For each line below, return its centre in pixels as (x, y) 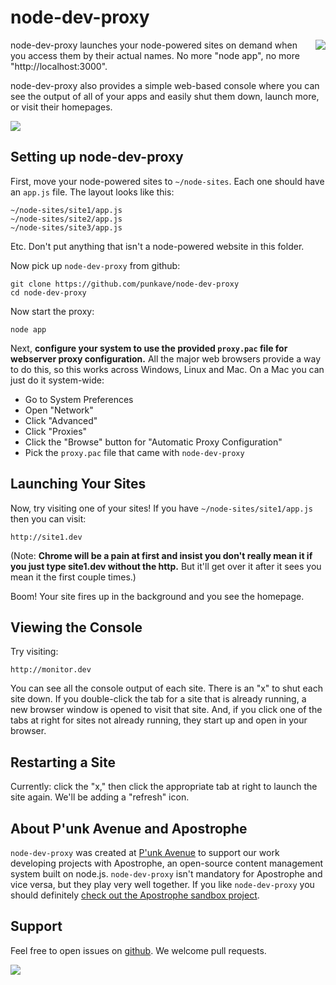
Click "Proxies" (56, 431)
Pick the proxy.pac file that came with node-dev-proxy (134, 452)
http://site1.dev (46, 537)
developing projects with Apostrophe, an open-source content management (167, 863)
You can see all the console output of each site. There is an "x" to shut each (166, 688)
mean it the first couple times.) (73, 577)
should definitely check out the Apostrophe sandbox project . (135, 895)
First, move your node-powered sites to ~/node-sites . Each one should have (167, 181)
